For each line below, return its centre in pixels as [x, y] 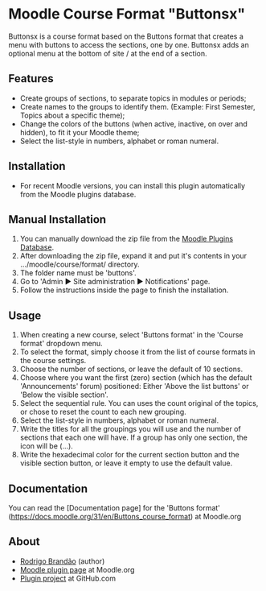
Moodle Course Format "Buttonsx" [127, 14]
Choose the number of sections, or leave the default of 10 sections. [131, 369]
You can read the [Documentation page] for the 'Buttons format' [115, 508]
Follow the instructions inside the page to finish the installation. [124, 290]
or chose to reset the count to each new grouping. [103, 412]
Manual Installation [57, 219]
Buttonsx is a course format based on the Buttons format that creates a [126, 36]
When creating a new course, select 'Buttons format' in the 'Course [131, 335]
